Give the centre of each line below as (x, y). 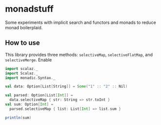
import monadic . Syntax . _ (30, 78)
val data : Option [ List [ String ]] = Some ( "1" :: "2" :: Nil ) (66, 87)
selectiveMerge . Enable (29, 60)
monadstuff (29, 9)
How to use (22, 43)
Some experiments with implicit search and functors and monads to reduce (80, 22)
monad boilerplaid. (24, 27)
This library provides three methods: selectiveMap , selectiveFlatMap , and (79, 54)
